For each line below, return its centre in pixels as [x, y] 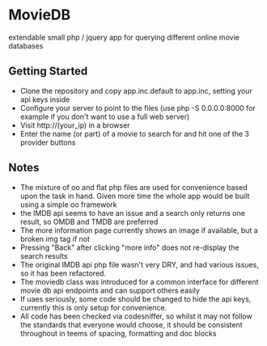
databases [26, 45]
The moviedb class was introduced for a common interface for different [139, 281]
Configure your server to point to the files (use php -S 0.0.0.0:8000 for [138, 108]
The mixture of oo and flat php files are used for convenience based [134, 187]
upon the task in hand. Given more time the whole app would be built [135, 196]
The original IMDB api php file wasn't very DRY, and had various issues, [139, 264]
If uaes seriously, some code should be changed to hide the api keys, [136, 299]
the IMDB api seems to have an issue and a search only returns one [132, 213]
